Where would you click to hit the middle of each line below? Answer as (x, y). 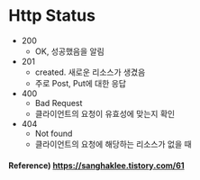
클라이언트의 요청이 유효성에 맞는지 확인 (105, 113)
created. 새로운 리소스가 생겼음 (90, 72)
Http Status (52, 16)
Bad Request (59, 103)
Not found (54, 133)
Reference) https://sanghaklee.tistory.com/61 (97, 165)
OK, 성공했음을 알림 (69, 51)
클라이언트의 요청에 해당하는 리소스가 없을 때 (113, 144)
